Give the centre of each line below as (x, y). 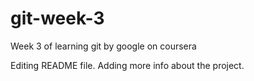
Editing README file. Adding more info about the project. (127, 65)
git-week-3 (57, 18)
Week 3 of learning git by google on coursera (103, 46)
